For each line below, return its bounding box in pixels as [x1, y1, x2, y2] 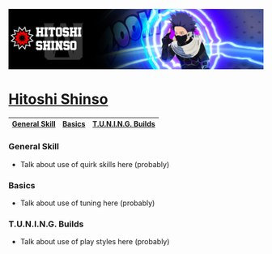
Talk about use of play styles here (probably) [19, 237, 170, 247]
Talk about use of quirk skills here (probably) [19, 159, 170, 169]
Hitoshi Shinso [8, 90, 108, 108]
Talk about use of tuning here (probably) [19, 198, 155, 208]
